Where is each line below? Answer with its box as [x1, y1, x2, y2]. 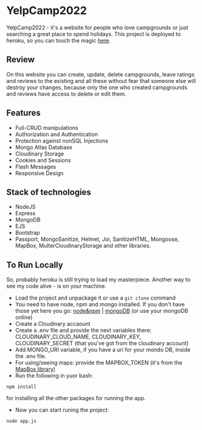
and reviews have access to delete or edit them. [6, 90, 127, 98]
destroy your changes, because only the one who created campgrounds [6, 84, 187, 91]
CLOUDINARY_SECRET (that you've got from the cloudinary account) [15, 340, 189, 347]
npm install [6, 384, 37, 390]
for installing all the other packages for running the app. [6, 395, 146, 402]
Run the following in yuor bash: [15, 372, 93, 379]
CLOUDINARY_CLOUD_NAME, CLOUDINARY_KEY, [15, 333, 142, 340]
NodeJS [15, 203, 36, 210]
